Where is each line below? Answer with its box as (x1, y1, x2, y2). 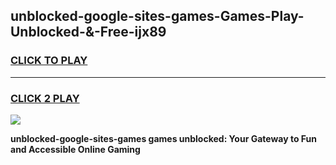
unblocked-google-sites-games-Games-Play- (10, 8, 305, 25)
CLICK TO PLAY (10, 54, 88, 68)
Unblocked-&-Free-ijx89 (10, 24, 167, 41)
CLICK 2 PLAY (10, 91, 80, 105)
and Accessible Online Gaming (10, 143, 141, 155)
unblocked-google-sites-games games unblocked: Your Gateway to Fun (10, 132, 317, 144)
